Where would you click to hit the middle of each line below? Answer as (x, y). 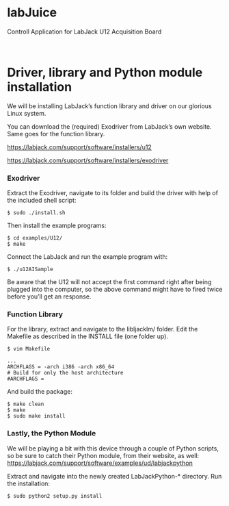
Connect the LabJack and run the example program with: (87, 257)
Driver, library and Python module (105, 73)
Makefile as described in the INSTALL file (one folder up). (88, 336)
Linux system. (27, 113)
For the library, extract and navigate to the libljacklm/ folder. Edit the (103, 329)
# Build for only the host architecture (66, 373)
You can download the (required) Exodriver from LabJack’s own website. (109, 126)
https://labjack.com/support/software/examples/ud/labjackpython (100, 463)
